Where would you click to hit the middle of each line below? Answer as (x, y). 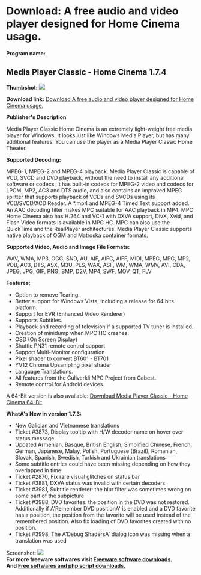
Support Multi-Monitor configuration (60, 352)
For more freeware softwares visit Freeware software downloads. (89, 559)
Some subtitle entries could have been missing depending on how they (103, 464)
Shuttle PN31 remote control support (60, 346)
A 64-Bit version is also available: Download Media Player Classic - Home (97, 396)
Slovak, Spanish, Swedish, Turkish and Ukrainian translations (90, 457)
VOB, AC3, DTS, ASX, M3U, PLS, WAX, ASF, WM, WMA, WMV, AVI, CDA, (96, 265)
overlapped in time (38, 470)
